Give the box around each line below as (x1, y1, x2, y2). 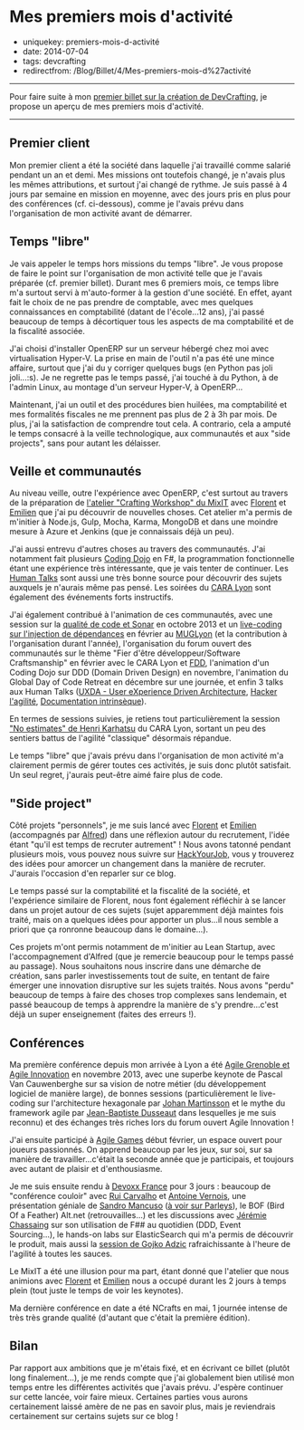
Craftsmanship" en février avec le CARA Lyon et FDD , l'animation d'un (9, 657, 270, 668)
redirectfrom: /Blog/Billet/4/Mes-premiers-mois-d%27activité (22, 65, 252, 76)
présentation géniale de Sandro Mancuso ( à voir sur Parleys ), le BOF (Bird (9, 1200, 285, 1211)
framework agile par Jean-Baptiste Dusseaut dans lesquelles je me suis (9, 1108, 277, 1118)
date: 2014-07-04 (22, 45, 90, 56)
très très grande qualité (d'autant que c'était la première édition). (9, 1312, 251, 1323)
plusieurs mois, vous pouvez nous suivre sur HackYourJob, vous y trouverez (9, 849, 295, 859)
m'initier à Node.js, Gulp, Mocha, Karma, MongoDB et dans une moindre (9, 516, 279, 527)
